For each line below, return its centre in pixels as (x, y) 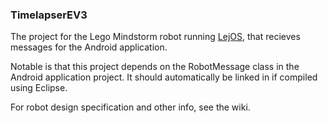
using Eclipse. (39, 88)
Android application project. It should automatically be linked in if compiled (164, 77)
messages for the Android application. (89, 47)
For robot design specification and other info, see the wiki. (130, 107)
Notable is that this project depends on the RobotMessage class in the (155, 67)
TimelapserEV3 (49, 15)
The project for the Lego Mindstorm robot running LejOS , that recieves (155, 37)
